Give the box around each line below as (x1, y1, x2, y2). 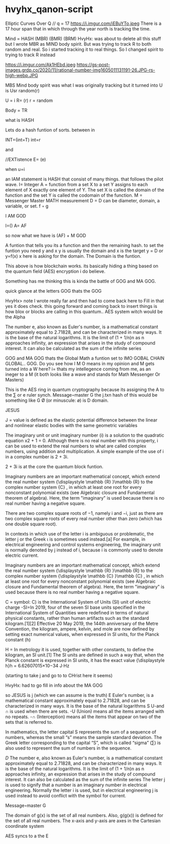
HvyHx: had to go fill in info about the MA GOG (5, 682, 103, 688)
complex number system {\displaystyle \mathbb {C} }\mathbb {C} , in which (5, 573, 164, 579)
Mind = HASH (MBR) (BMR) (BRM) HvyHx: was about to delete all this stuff (5, 36, 161, 42)
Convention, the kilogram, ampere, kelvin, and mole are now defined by (5, 625, 155, 632)
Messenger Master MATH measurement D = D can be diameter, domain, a (5, 197, 160, 203)
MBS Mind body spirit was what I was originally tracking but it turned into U (5, 82, 163, 88)
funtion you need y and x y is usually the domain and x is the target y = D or (5, 248, 163, 254)
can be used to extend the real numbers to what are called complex (5, 443, 147, 449)
